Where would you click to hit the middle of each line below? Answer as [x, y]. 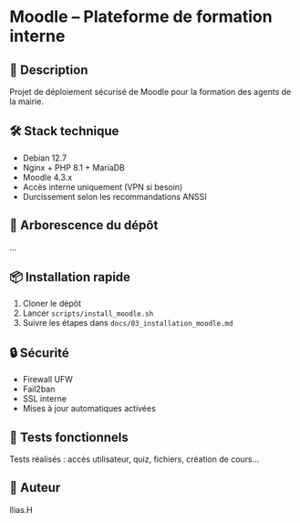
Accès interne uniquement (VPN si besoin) [103, 187]
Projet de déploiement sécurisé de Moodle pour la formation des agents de [150, 92]
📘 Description [49, 70]
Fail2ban [39, 389]
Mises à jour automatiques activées [89, 409]
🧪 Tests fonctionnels [69, 437]
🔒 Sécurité [40, 353]
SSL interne [44, 399]
